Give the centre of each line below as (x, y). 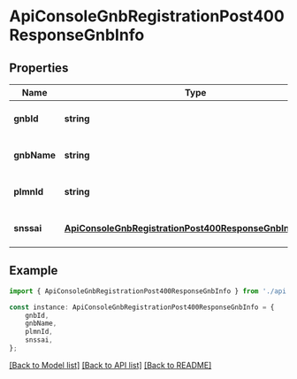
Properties (39, 68)
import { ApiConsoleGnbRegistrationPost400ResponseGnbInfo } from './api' (150, 291)
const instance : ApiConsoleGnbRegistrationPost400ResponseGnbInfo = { (142, 307)
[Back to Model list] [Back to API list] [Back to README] (110, 365)
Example (34, 271)
